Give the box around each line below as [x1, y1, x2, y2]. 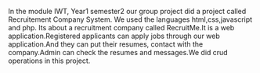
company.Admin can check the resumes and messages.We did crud [8, 48, 229, 57]
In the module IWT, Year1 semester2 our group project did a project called [8, 7, 247, 16]
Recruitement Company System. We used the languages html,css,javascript [8, 15, 253, 24]
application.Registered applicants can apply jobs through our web [8, 31, 221, 40]
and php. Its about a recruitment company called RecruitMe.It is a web [8, 23, 235, 32]
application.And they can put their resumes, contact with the [8, 40, 204, 49]
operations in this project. [8, 56, 91, 65]
